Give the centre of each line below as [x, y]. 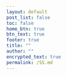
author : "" [20, 51]
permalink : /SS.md [30, 62]
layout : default [27, 12]
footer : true [23, 40]
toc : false [20, 23]
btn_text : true [26, 34]
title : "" [19, 46]
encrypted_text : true [34, 57]
